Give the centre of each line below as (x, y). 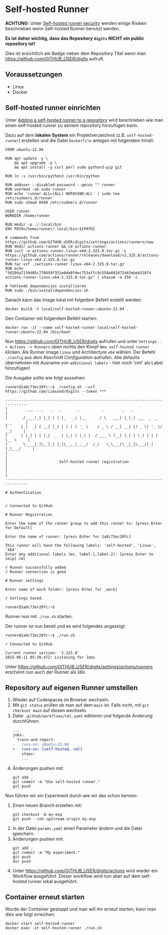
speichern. (24, 833)
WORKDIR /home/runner (28, 216)
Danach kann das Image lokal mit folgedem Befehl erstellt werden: (73, 300)
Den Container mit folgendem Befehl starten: (51, 318)
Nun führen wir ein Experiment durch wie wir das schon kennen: (71, 795)
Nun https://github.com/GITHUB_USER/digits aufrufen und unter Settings (81, 341)
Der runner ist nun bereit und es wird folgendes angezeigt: (66, 626)
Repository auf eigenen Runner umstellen (71, 688)
